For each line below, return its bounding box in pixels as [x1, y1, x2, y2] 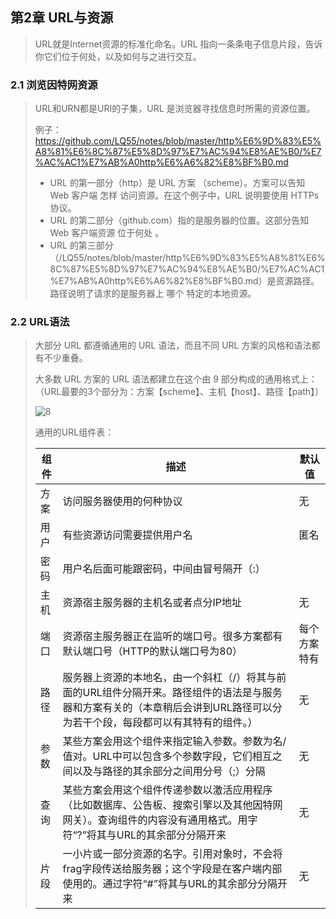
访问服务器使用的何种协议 [62, 494, 183, 508]
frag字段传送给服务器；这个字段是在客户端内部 [62, 862, 283, 876]
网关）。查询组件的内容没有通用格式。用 [62, 813, 248, 827]
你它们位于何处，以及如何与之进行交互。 [34, 50, 202, 62]
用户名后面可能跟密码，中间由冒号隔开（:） [62, 562, 266, 576]
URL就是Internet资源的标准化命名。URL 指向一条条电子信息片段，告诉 [34, 38, 323, 50]
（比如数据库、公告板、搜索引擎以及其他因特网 [62, 798, 283, 812]
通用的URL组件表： [34, 426, 115, 438]
